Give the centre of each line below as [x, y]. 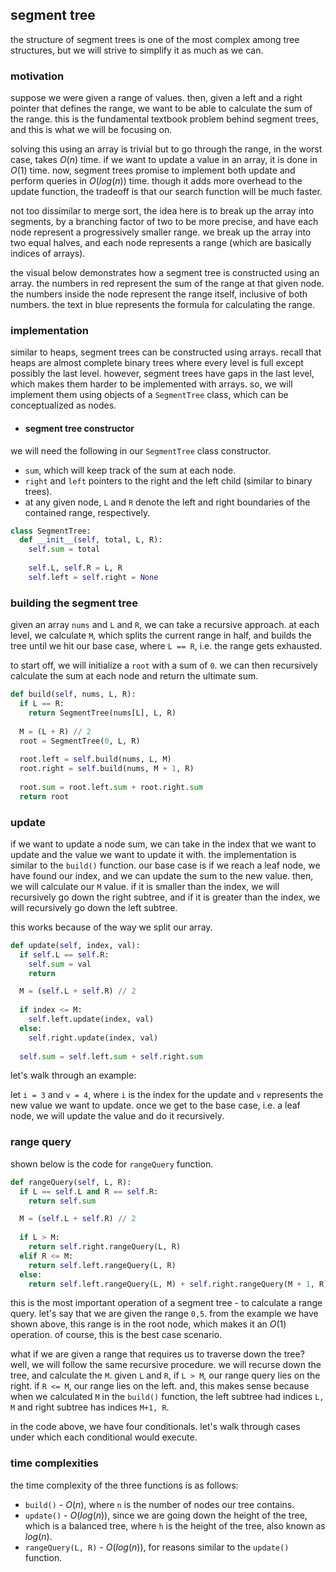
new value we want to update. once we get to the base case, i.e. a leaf [155, 1105]
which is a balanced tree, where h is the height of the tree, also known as [175, 1525]
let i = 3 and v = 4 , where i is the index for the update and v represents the [167, 1095]
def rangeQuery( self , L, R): [71, 1182]
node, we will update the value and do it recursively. [117, 1116]
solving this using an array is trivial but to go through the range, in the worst [166, 149]
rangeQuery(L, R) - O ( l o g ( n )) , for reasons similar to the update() [157, 1547]
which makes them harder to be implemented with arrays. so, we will [151, 384]
